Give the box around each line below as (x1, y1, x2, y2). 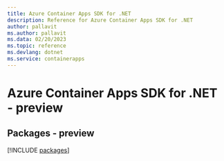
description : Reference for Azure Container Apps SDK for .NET (7, 17, 194, 24)
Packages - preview (7, 128, 95, 139)
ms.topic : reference (7, 42, 67, 49)
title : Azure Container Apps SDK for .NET (7, 10, 131, 17)
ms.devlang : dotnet (7, 49, 64, 56)
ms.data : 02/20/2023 (7, 36, 67, 43)
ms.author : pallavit (7, 29, 67, 37)
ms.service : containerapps (7, 56, 85, 62)
